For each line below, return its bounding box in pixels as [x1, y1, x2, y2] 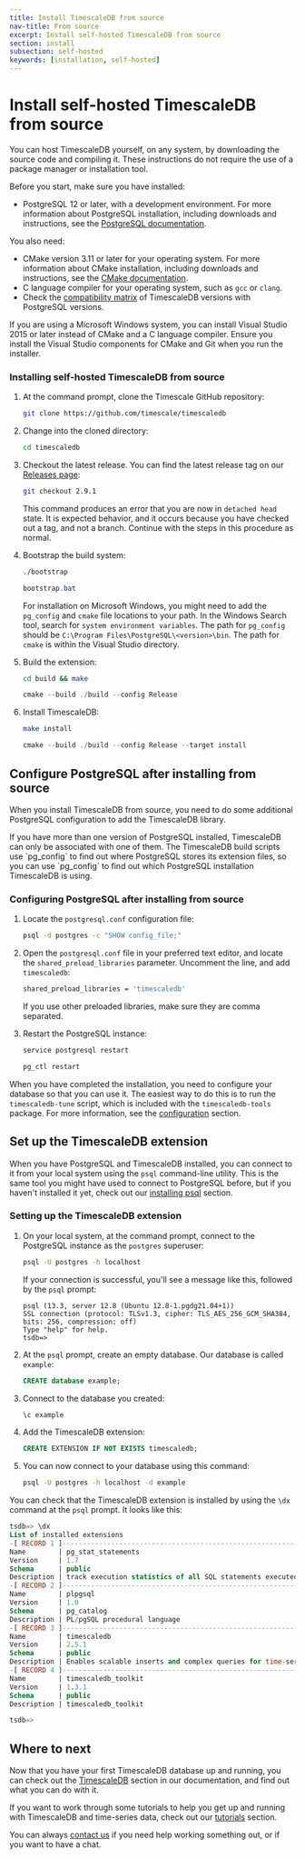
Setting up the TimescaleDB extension [9, 1210, 182, 1223]
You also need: [9, 235, 65, 246]
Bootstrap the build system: [22, 549, 126, 560]
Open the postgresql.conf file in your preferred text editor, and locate [22, 947, 283, 959]
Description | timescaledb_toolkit [9, 1699, 144, 1709]
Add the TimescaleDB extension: [22, 1426, 145, 1437]
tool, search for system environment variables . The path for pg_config [22, 619, 286, 630]
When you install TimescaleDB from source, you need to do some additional [9, 804, 293, 815]
